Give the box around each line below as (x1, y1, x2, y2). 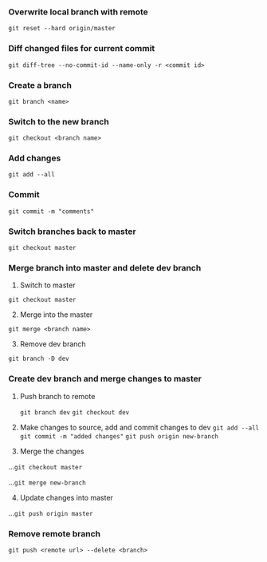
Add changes (8, 152, 61, 164)
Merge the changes (19, 446, 84, 456)
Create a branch (8, 79, 72, 90)
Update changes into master (19, 493, 114, 502)
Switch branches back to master (8, 226, 137, 237)
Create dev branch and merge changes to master (8, 374, 202, 385)
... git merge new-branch (8, 477, 86, 487)
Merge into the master (19, 310, 93, 319)
